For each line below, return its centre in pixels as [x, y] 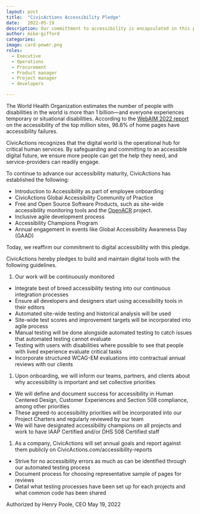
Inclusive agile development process [60, 216]
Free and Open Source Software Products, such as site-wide [89, 204]
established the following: [38, 180]
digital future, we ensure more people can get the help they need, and [92, 155]
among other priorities [42, 406]
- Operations [28, 61]
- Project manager [35, 78]
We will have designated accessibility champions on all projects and [98, 425]
